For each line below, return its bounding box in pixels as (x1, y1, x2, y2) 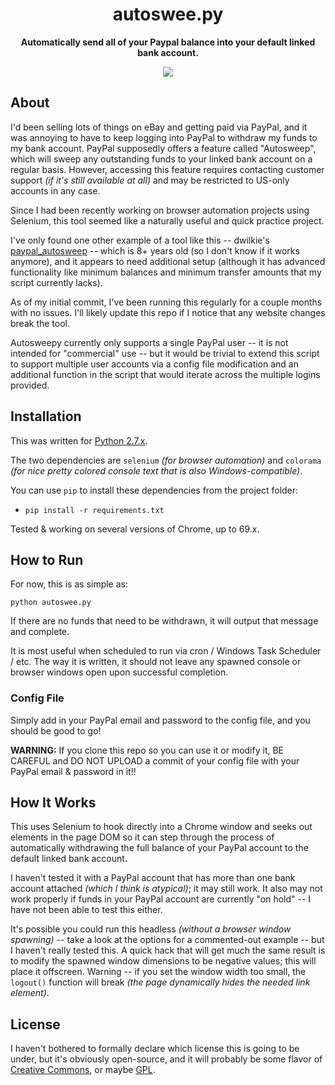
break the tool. (10, 317, 71, 329)
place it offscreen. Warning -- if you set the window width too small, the (10, 966, 307, 978)
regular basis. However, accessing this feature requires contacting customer (10, 163, 325, 175)
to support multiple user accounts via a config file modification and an (10, 358, 299, 370)
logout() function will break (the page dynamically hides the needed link (10, 976, 311, 988)
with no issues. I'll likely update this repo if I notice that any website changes (10, 306, 326, 318)
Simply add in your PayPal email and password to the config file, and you (10, 714, 311, 726)
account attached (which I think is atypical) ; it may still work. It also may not (10, 883, 323, 895)
